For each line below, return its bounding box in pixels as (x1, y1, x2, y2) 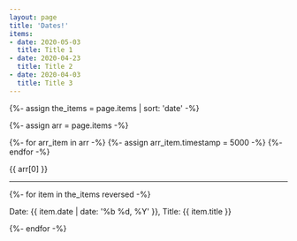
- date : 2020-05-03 (9, 37, 81, 47)
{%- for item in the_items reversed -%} (9, 189, 151, 200)
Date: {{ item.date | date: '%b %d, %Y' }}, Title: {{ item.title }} (9, 206, 232, 216)
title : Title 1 (17, 46, 73, 55)
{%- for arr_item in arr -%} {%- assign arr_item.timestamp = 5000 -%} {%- (9, 137, 283, 147)
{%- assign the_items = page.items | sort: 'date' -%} (9, 102, 201, 113)
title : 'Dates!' (9, 21, 69, 30)
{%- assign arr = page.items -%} (9, 120, 129, 131)
